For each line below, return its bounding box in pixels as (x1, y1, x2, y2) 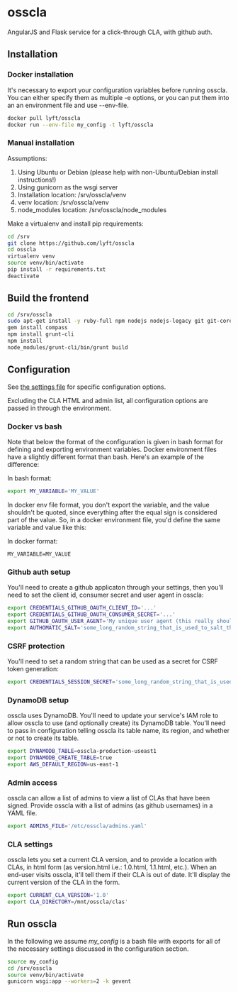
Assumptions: (7, 154, 47, 162)
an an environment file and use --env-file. (7, 101, 130, 109)
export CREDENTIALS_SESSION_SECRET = (7, 678, 115, 685)
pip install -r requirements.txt (7, 266, 106, 273)
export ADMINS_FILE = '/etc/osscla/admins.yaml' (7, 822, 147, 830)
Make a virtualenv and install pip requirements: (7, 219, 144, 228)
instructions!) (17, 175, 57, 184)
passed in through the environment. (7, 404, 112, 412)
